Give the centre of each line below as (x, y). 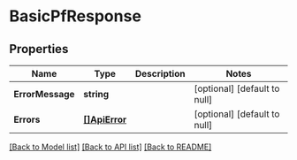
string (96, 94)
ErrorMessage (44, 94)
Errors (27, 119)
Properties (39, 49)
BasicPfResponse (75, 16)
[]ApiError (105, 119)
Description (160, 74)
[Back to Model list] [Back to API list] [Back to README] (110, 147)
